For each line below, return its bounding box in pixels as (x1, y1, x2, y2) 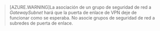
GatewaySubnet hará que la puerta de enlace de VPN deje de (9, 9, 137, 15)
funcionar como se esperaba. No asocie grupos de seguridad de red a (9, 15, 155, 20)
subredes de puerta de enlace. (9, 20, 73, 26)
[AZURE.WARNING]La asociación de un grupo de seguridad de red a (9, 4, 151, 10)
